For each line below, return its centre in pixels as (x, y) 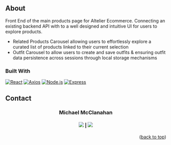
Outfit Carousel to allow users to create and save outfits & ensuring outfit (89, 52)
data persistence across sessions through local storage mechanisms (85, 58)
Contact (18, 98)
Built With (18, 71)
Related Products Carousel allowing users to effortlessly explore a (82, 41)
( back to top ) (153, 137)
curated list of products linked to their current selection (71, 47)
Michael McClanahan (86, 113)
